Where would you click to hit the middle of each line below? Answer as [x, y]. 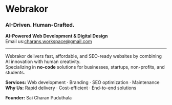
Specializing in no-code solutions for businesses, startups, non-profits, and [85, 67]
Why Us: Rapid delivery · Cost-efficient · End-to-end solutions [71, 88]
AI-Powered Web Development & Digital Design [57, 36]
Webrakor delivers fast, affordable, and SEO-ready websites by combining [84, 56]
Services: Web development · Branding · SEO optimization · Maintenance [82, 82]
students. [15, 73]
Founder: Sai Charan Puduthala [39, 98]
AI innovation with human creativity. [43, 61]
